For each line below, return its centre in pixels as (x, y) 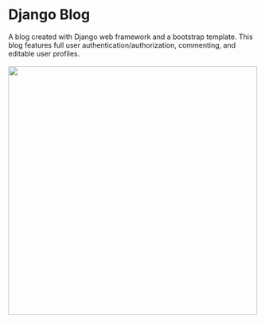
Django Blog (49, 15)
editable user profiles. (44, 53)
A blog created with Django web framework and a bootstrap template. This (131, 37)
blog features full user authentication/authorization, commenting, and (122, 45)
